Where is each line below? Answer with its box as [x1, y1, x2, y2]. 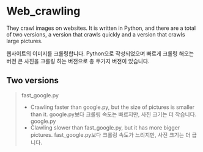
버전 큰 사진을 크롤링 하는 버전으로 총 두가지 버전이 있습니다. [6, 57, 150, 64]
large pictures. [6, 37, 43, 44]
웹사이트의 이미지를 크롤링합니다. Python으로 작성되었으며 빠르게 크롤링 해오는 [6, 50, 194, 57]
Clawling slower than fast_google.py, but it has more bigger [30, 123, 180, 131]
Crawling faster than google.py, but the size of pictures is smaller [30, 103, 195, 111]
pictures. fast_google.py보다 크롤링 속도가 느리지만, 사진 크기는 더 [30, 131, 191, 138]
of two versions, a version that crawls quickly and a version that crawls [6, 30, 185, 38]
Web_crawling [6, 4, 81, 18]
